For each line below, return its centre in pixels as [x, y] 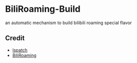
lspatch [20, 50]
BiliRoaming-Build [43, 9]
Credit [15, 38]
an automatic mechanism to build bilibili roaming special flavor [68, 23]
